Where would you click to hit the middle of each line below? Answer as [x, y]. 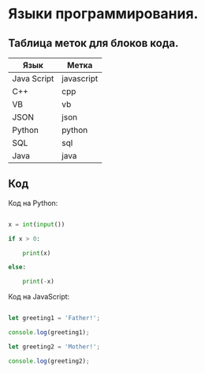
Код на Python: [33, 203]
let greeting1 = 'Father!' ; [54, 318]
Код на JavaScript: [39, 297]
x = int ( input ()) [37, 224]
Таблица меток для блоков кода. [93, 43]
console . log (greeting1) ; [49, 333]
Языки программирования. [103, 14]
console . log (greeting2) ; [49, 361]
